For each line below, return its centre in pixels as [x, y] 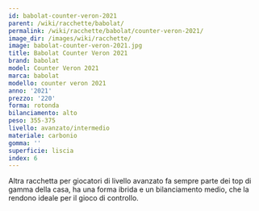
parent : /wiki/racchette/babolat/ [67, 23]
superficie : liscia [41, 151]
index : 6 [23, 158]
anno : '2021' [30, 91]
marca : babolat [34, 76]
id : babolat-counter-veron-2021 [63, 16]
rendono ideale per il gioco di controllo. [73, 198]
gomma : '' [25, 143]
